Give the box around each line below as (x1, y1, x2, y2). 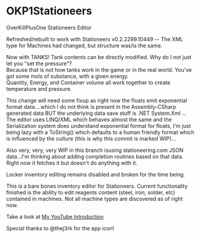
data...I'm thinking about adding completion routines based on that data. (6, 152, 184, 160)
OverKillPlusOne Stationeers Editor (6, 24, 92, 31)
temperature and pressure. (6, 85, 72, 92)
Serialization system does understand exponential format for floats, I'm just (6, 122, 191, 129)
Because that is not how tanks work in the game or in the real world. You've (6, 66, 192, 73)
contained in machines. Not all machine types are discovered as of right (6, 195, 183, 202)
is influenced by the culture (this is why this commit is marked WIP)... (6, 135, 176, 142)
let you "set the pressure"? (6, 60, 72, 67)
